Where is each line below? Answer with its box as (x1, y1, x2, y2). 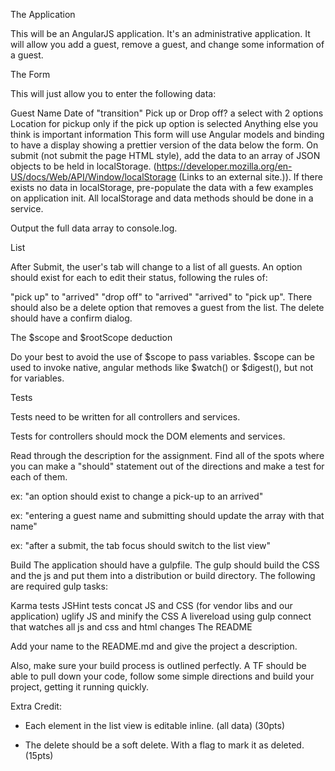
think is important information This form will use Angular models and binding (10, 129, 325, 140)
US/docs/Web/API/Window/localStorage (10, 171, 177, 183)
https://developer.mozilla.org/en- (156, 160, 293, 172)
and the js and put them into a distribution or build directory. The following (10, 570, 316, 581)
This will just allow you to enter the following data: (10, 88, 217, 99)
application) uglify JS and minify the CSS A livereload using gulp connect (10, 610, 312, 622)
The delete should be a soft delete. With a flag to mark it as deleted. (24, 739, 305, 751)
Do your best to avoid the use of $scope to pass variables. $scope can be (10, 351, 315, 363)
